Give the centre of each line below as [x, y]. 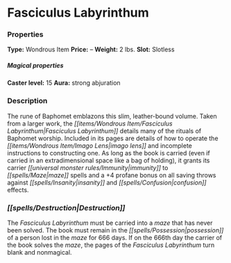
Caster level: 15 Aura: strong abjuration [64, 83]
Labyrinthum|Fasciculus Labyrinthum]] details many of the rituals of [104, 130]
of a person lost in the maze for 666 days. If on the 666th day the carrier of [115, 238]
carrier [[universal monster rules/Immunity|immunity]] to [88, 167]
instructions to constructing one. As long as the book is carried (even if [109, 153]
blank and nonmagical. [40, 253]
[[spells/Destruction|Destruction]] [66, 207]
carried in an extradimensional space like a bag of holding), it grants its [109, 160]
